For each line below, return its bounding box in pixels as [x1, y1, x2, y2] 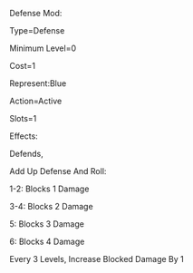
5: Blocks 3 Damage [9, 219, 84, 229]
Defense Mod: [9, 8, 63, 18]
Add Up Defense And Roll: [9, 166, 107, 176]
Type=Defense [9, 25, 65, 35]
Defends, [9, 149, 43, 159]
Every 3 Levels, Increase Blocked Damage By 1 [9, 254, 184, 264]
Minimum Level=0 [9, 43, 77, 54]
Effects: [9, 131, 38, 141]
